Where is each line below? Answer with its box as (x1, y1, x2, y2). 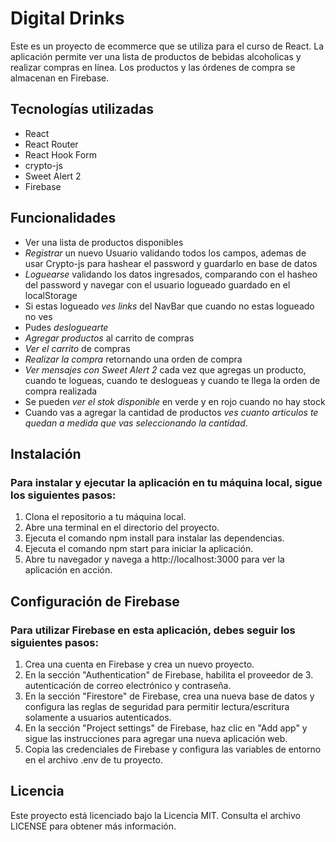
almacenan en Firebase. (10, 72, 110, 84)
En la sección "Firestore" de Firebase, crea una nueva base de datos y (24, 690, 315, 702)
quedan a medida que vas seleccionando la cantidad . (24, 417, 248, 429)
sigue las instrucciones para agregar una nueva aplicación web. (24, 732, 288, 744)
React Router (24, 138, 79, 150)
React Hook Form (24, 148, 97, 161)
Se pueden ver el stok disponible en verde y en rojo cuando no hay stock (24, 395, 326, 407)
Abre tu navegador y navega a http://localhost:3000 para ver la (24, 553, 285, 566)
